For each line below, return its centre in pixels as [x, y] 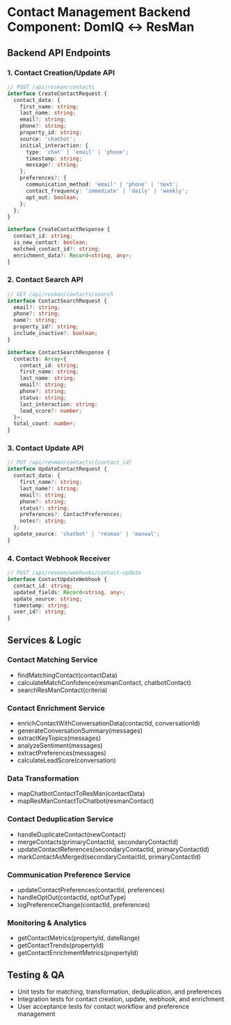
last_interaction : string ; [59, 404]
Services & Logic [45, 640]
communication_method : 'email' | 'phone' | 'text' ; [102, 184]
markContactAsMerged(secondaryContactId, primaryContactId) [109, 857]
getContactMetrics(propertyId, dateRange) [79, 938]
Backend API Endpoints [59, 53]
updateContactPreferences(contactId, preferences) [91, 890]
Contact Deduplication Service [60, 819]
